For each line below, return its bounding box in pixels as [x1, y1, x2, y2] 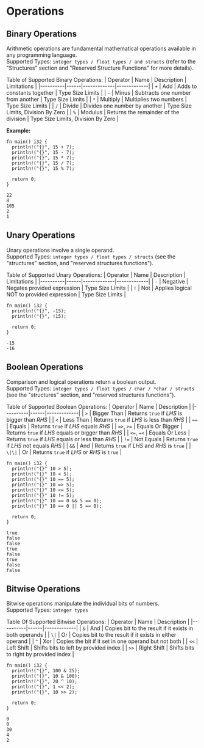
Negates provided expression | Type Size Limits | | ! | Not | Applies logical [6, 284, 192, 291]
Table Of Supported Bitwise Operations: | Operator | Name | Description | [6, 618, 190, 626]
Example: [6, 127, 31, 134]
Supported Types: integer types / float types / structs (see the [6, 252, 176, 260]
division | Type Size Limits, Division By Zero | [6, 115, 119, 122]
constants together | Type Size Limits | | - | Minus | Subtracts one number [6, 89, 191, 96]
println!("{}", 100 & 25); [12, 668, 80, 674]
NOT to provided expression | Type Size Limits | [6, 290, 126, 298]
